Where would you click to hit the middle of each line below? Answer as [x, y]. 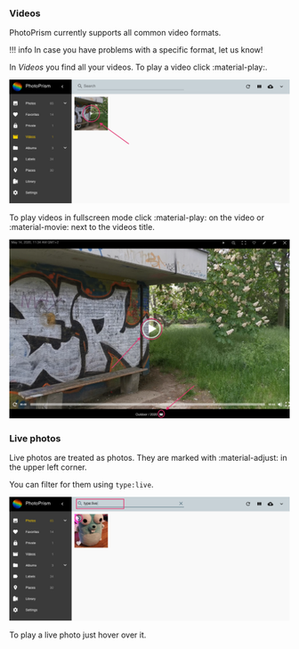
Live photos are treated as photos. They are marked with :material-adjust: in [148, 458]
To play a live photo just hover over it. [78, 635]
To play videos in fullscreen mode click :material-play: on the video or [137, 218]
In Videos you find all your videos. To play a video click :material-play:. [138, 67]
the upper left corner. [48, 467]
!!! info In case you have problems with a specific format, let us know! [136, 50]
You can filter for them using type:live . [81, 485]
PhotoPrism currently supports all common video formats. [115, 33]
